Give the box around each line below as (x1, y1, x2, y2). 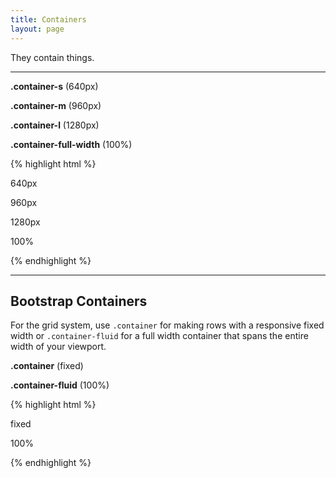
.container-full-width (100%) (10, 138, 133, 150)
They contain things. (10, 51, 95, 63)
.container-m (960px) (10, 99, 102, 111)
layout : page (10, 24, 65, 34)
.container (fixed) (10, 360, 84, 372)
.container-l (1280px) (10, 119, 100, 131)
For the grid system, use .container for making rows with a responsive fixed (10, 319, 325, 331)
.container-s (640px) (10, 80, 99, 92)
